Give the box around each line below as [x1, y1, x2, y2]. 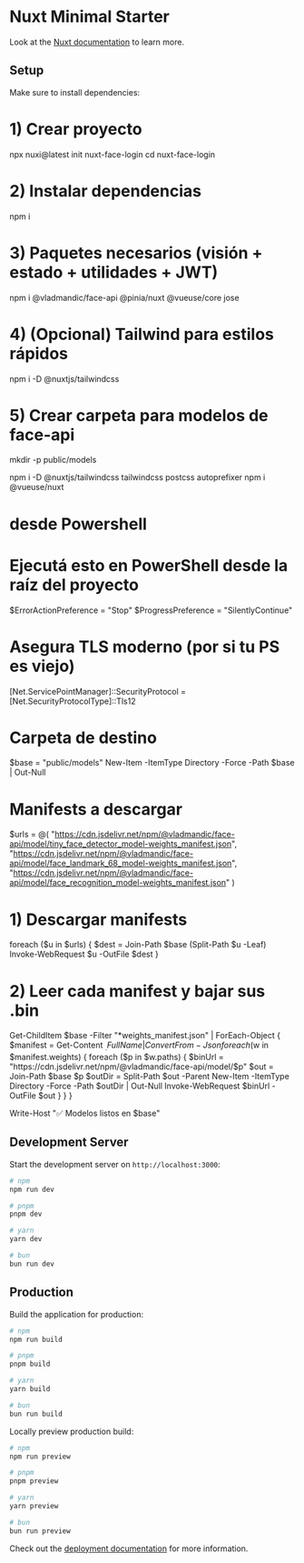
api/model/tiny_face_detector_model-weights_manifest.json [9, 838, 232, 849]
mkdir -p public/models [9, 455, 97, 466]
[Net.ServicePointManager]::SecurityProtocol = [9, 686, 187, 696]
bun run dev [9, 1259, 54, 1268]
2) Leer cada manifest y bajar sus [9, 980, 266, 1001]
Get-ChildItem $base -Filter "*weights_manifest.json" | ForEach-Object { [9, 1030, 281, 1041]
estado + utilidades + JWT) [9, 262, 219, 283]
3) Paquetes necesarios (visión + [9, 243, 263, 263]
